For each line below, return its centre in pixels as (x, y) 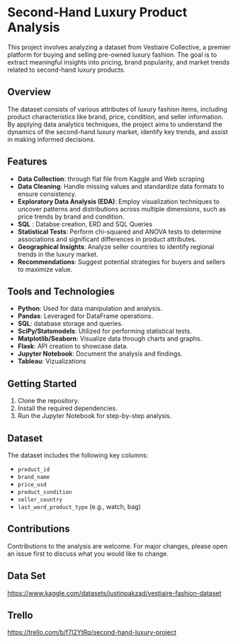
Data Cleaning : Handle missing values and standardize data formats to (121, 186)
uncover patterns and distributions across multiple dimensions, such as (122, 209)
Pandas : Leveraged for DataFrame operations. (85, 316)
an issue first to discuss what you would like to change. (88, 554)
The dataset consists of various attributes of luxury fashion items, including (118, 109)
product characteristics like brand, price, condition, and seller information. (115, 116)
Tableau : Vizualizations (52, 361)
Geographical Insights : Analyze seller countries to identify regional (116, 246)
